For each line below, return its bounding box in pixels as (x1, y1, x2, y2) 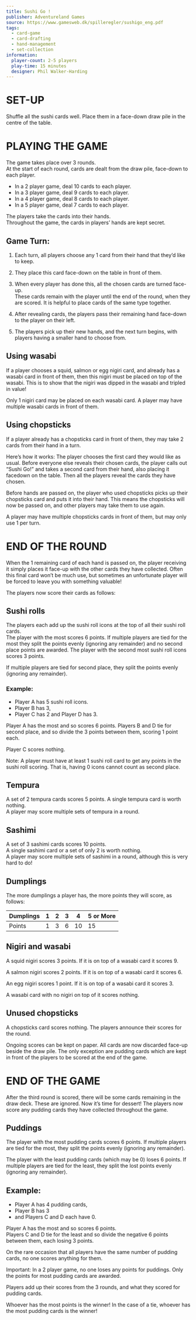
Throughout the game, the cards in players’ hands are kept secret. (6, 219, 166, 226)
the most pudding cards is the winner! (6, 1308, 98, 1315)
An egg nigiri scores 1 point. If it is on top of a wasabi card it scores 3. (6, 980, 174, 987)
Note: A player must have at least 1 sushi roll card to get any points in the (6, 757, 181, 764)
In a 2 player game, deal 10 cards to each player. (14, 183, 132, 190)
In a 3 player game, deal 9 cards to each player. (14, 189, 130, 196)
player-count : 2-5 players (11, 57, 77, 63)
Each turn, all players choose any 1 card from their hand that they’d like (14, 251, 185, 258)
